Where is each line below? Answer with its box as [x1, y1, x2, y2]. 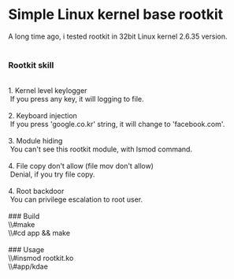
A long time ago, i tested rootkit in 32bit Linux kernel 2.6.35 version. [8, 32, 228, 41]
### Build [8, 211, 40, 221]
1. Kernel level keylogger [8, 86, 87, 95]
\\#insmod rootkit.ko [8, 254, 74, 263]
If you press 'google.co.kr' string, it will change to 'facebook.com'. [9, 120, 225, 129]
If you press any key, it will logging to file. [9, 95, 144, 104]
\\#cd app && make [8, 229, 71, 238]
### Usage [8, 245, 45, 255]
